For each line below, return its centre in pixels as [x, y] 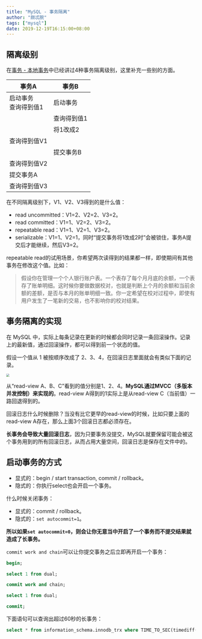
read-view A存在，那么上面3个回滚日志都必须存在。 [71, 421]
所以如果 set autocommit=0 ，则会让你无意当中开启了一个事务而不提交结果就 [99, 531]
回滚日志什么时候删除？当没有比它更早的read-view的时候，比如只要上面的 [98, 413]
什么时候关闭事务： [30, 498]
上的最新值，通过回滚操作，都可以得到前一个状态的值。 [75, 344]
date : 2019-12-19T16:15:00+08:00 [48, 29]
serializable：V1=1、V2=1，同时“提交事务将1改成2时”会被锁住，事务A [100, 238]
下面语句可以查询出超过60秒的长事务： [54, 619]
